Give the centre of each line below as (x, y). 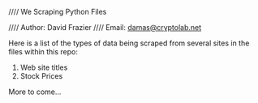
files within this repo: (43, 51)
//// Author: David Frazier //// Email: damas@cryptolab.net (105, 27)
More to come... (35, 92)
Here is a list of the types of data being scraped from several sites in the (129, 43)
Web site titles (44, 67)
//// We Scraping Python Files (58, 12)
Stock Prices (41, 76)
